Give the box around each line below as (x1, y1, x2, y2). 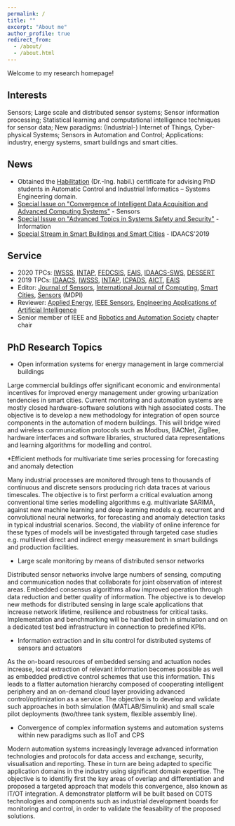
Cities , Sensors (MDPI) (17, 291, 83, 299)
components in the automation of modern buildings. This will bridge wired (7, 418, 221, 427)
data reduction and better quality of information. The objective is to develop (7, 593, 226, 601)
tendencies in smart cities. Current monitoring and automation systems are (7, 396, 223, 405)
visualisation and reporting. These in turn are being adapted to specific (7, 760, 213, 768)
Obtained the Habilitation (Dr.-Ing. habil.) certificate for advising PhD (17, 177, 215, 185)
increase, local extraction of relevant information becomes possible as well (7, 665, 224, 673)
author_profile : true (7, 30, 71, 37)
